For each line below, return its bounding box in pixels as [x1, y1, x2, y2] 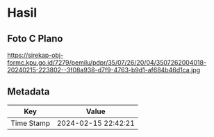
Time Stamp [10, 118, 51, 128]
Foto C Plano [7, 33, 63, 45]
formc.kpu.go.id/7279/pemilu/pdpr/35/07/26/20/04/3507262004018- [7, 58, 207, 67]
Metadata [7, 86, 50, 98]
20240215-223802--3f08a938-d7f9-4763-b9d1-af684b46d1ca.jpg [7, 66, 201, 74]
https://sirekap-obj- [7, 51, 64, 59]
